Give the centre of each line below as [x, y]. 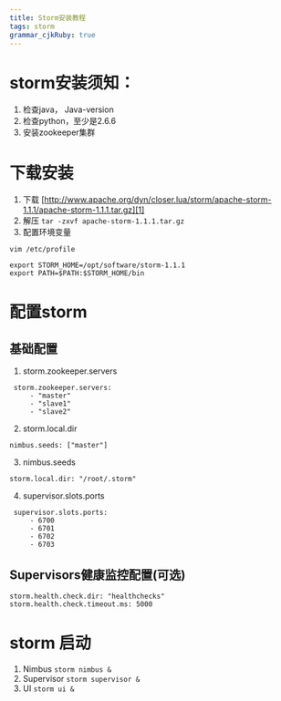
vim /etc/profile [42, 250]
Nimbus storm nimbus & [67, 669]
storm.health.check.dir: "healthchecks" [88, 597]
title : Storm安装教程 [48, 18]
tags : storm [32, 26]
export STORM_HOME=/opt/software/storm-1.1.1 [97, 265]
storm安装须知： [72, 82]
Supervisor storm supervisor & [81, 679]
